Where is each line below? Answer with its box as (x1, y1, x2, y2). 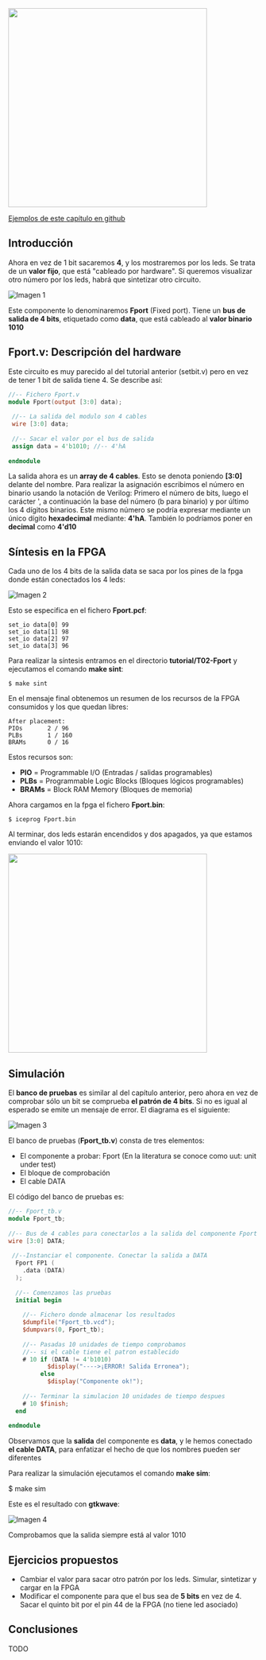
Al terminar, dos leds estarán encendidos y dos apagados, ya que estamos (8, 829, 253, 839)
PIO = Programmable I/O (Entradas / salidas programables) (19, 768, 213, 777)
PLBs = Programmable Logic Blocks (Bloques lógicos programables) (19, 776, 245, 786)
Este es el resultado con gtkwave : (8, 1499, 121, 1509)
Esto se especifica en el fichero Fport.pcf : (8, 606, 147, 615)
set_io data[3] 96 (8, 642, 69, 650)
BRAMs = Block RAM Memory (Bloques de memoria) (19, 785, 193, 794)
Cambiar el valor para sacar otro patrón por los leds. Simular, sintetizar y (19, 1575, 257, 1584)
